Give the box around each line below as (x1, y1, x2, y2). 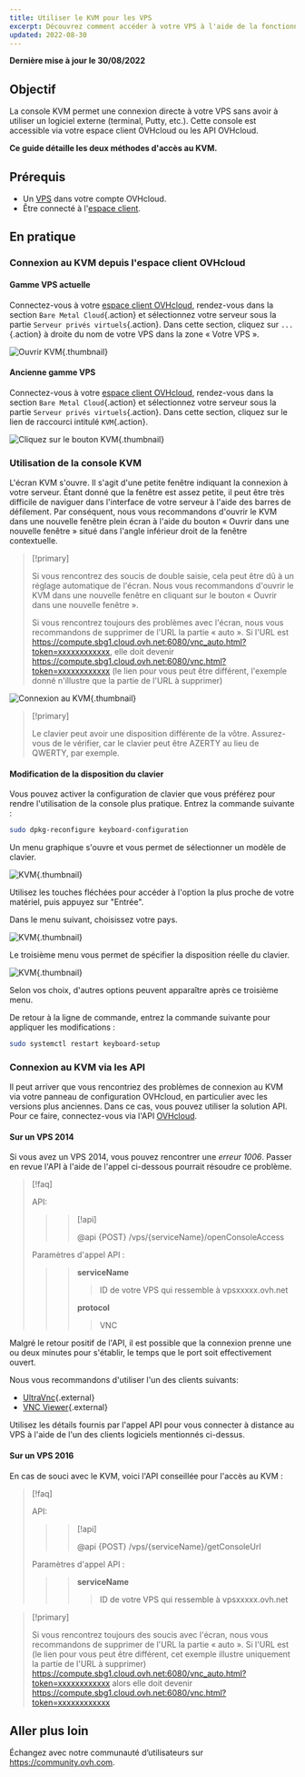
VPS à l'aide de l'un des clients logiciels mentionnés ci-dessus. (9, 1429, 245, 1440)
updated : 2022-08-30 (9, 30, 88, 39)
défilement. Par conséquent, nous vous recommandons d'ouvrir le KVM (9, 506, 278, 517)
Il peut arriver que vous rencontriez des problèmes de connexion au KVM (9, 1081, 284, 1092)
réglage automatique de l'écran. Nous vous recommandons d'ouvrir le (31, 580, 294, 592)
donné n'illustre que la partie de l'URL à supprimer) (31, 675, 223, 686)
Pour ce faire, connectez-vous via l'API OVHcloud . (9, 1111, 198, 1122)
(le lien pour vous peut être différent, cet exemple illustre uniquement (31, 1649, 290, 1660)
